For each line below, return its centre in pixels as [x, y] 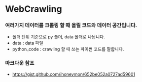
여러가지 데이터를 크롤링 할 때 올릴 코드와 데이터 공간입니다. [71, 26]
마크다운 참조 [20, 63]
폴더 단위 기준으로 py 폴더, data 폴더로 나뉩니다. [58, 37]
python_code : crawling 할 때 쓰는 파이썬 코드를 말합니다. [68, 49]
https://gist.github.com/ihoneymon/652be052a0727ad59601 [74, 74]
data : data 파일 [28, 43]
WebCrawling [34, 9]
